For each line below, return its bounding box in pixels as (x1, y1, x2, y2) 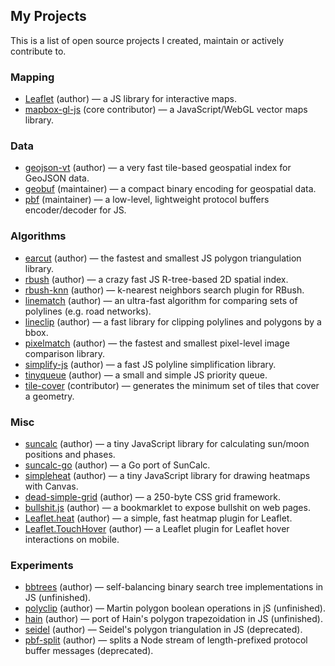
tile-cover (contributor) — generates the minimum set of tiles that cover (24, 379, 320, 391)
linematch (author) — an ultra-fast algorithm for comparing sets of (24, 294, 298, 306)
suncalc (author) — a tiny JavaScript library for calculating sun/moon (24, 438, 310, 449)
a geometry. (24, 390, 75, 402)
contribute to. (10, 45, 67, 57)
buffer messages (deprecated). (24, 645, 154, 657)
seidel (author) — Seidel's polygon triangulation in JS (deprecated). (24, 624, 303, 636)
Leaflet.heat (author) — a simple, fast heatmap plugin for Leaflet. (24, 512, 293, 524)
